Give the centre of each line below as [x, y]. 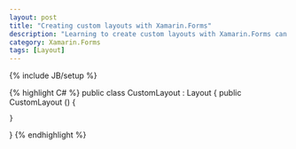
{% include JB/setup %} [53, 75]
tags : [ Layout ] [37, 51]
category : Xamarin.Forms [55, 42]
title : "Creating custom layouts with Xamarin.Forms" [111, 26]
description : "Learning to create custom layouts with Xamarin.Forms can [148, 34]
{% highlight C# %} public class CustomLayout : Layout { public [125, 93]
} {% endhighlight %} [48, 135]
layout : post [33, 17]
